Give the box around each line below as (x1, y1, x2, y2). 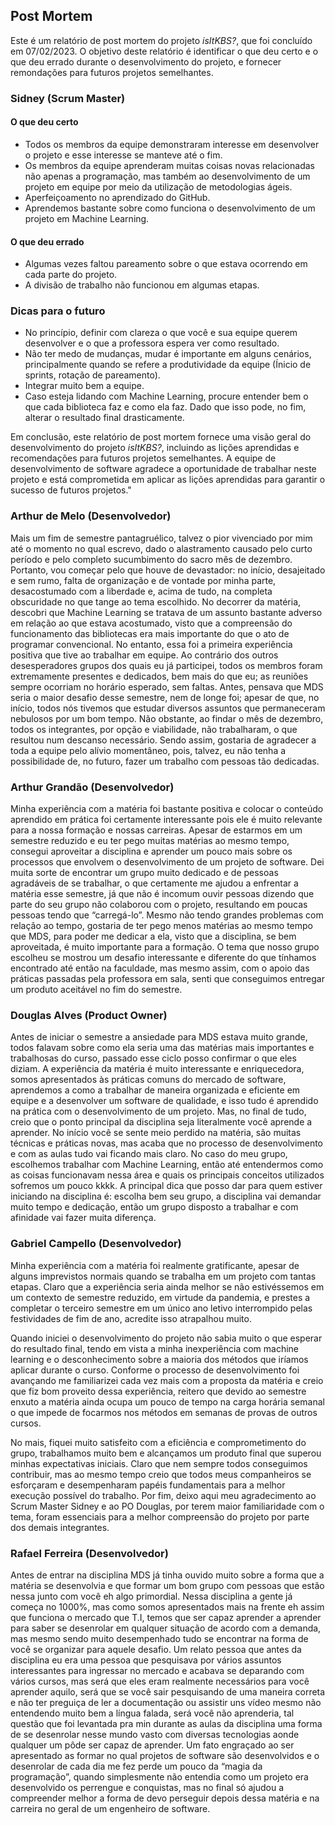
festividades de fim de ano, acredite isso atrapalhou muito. (10, 1312, 252, 1324)
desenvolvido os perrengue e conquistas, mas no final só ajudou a (10, 1781, 284, 1793)
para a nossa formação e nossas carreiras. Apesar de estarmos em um (10, 824, 303, 836)
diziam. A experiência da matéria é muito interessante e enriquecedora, (10, 1063, 305, 1075)
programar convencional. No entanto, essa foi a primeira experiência (10, 638, 293, 650)
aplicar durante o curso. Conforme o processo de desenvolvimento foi (10, 1364, 300, 1376)
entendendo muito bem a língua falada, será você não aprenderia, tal (10, 1707, 295, 1719)
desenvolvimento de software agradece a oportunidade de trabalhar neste (10, 463, 317, 475)
